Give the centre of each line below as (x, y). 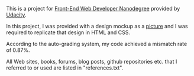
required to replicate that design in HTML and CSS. (68, 32)
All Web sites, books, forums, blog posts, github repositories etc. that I (92, 62)
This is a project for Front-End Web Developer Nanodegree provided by (93, 9)
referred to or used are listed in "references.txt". (65, 68)
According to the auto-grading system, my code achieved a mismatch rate (97, 44)
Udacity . (16, 15)
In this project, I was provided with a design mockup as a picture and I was (97, 26)
